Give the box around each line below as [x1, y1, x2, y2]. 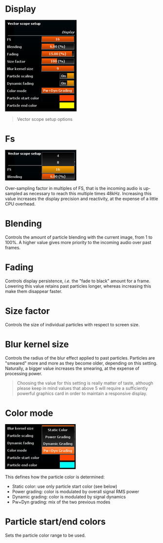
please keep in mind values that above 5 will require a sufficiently [17, 385, 148, 391]
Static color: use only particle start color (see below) [12, 483, 118, 489]
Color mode [5, 407, 54, 419]
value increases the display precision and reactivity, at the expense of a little [5, 196, 158, 202]
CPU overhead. [5, 201, 36, 206]
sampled [5, 190, 23, 196]
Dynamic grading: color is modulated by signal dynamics [12, 494, 126, 499]
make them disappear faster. [5, 288, 62, 294]
